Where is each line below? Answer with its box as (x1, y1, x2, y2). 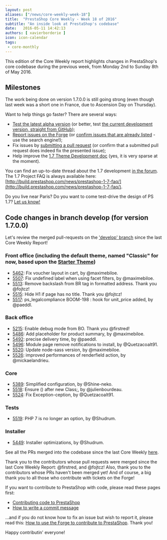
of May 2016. (5, 68, 32, 75)
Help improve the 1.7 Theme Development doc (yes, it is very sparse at (12, 153, 158, 159)
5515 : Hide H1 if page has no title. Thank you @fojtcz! (12, 291, 122, 297)
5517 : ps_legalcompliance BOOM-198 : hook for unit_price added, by (12, 296, 154, 302)
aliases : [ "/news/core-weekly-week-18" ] (5, 12, 91, 17)
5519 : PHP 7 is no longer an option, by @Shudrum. (12, 416, 116, 422)
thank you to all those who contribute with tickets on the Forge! (5, 475, 135, 481)
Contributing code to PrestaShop (12, 499, 80, 505)
